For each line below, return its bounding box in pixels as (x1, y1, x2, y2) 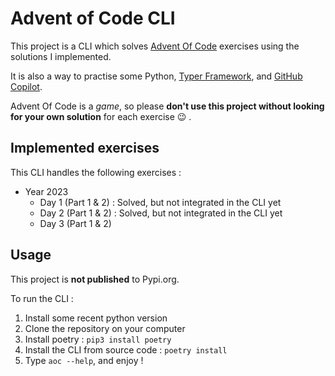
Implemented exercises (10, 140, 160, 157)
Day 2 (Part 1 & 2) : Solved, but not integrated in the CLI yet (39, 207, 283, 219)
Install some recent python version (24, 312, 168, 324)
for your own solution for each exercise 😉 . (10, 110, 192, 122)
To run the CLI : (10, 292, 74, 304)
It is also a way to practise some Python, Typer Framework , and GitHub (10, 70, 303, 82)
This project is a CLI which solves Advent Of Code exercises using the (10, 40, 300, 52)
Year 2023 (24, 185, 69, 197)
